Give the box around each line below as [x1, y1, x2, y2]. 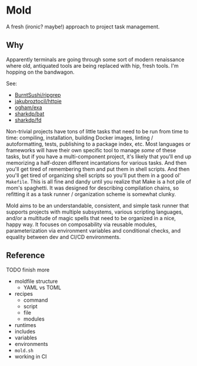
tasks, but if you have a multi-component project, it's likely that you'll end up [6, 153, 192, 160]
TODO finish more [6, 266, 50, 273]
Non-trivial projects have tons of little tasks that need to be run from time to [6, 128, 189, 135]
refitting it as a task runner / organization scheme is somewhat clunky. [6, 190, 176, 198]
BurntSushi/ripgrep [14, 91, 61, 98]
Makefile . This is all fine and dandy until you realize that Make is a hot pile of [6, 178, 191, 185]
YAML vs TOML [23, 284, 62, 291]
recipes [14, 290, 34, 297]
